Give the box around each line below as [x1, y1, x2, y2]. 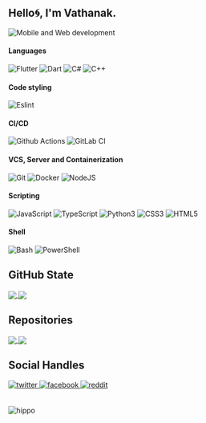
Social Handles [8, 359, 85, 372]
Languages [8, 46, 46, 55]
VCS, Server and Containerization [8, 155, 123, 165]
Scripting [8, 191, 40, 201]
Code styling [8, 82, 52, 92]
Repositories [8, 313, 74, 327]
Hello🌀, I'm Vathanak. [8, 6, 116, 20]
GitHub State [8, 268, 74, 282]
